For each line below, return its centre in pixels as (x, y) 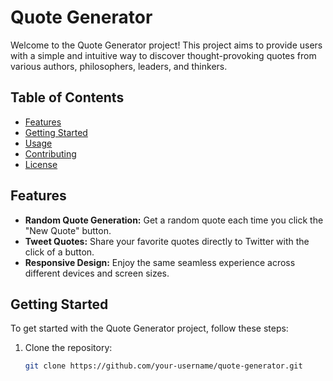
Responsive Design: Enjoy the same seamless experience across (160, 262)
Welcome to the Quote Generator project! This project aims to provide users (166, 45)
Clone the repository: (68, 348)
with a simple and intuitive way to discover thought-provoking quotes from (163, 55)
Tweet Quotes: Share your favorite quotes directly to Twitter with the (167, 241)
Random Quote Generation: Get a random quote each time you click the (174, 220)
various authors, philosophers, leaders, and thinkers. (119, 66)
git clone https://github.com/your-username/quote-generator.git (163, 366)
